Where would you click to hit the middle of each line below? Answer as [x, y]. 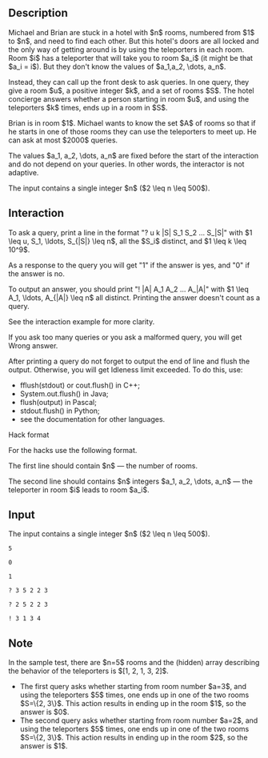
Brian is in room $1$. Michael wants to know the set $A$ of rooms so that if [132, 122]
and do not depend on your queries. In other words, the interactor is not [126, 164]
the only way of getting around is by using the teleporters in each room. [126, 49]
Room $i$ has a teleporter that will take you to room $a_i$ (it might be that [131, 58]
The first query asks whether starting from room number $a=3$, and [133, 687]
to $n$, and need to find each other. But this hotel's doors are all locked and [134, 41]
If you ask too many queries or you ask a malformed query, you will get [125, 337]
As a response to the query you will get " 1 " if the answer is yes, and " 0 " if [129, 265]
